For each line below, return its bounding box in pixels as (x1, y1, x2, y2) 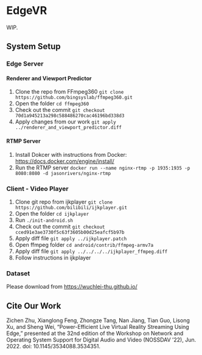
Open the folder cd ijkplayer (15, 210, 89, 217)
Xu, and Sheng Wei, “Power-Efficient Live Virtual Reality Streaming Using (6, 323, 190, 331)
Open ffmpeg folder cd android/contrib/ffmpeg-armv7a (15, 241, 154, 248)
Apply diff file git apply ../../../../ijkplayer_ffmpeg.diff (15, 247, 168, 255)
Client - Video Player (6, 184, 69, 193)
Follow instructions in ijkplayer (15, 253, 91, 261)
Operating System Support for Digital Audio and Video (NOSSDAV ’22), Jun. (6, 336, 197, 343)
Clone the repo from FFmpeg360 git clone (15, 88, 124, 95)
